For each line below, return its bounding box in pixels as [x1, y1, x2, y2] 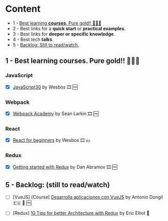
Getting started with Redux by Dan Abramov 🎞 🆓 [12, 164, 117, 170]
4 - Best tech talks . [12, 36, 54, 42]
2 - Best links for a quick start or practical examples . [12, 25, 126, 31]
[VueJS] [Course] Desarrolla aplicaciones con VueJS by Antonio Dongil [12, 194, 163, 200]
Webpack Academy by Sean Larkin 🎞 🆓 [12, 110, 99, 117]
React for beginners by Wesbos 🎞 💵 [12, 137, 90, 143]
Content [5, 3, 41, 15]
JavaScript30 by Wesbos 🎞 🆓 [12, 84, 78, 90]
